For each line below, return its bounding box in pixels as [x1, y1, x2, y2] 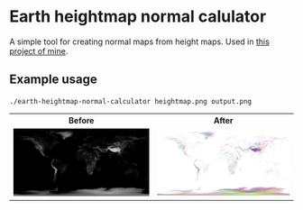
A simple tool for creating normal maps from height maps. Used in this [9, 36, 271, 47]
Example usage [9, 72, 97, 87]
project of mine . [9, 45, 69, 56]
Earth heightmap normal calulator [9, 6, 267, 27]
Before [69, 115, 95, 126]
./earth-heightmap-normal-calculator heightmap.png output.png [9, 96, 252, 105]
